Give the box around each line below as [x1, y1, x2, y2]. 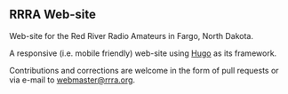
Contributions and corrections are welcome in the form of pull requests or [9, 65, 279, 75]
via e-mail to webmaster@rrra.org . [9, 74, 136, 85]
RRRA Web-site [9, 7, 96, 22]
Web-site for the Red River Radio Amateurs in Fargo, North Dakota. [9, 30, 253, 41]
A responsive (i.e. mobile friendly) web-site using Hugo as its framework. [9, 48, 277, 59]
